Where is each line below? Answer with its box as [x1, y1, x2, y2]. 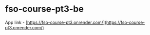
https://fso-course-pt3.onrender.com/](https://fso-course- [27, 19, 145, 25]
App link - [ [5, 19, 28, 25]
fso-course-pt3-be [5, 3, 84, 15]
